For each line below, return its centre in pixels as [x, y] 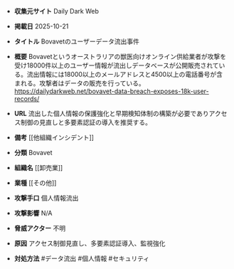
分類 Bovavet [33, 153]
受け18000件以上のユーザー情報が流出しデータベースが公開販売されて [116, 65]
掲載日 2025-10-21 [41, 26]
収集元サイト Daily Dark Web [57, 11]
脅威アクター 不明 [40, 228]
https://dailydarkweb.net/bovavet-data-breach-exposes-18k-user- [112, 91]
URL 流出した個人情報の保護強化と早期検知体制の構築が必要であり [111, 114]
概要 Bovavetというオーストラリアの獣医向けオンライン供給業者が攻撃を [120, 57]
